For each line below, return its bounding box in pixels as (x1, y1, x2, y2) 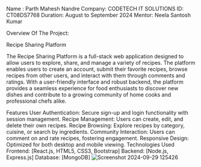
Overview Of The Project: (6, 29, 69, 37)
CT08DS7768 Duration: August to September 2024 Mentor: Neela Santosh (6, 11, 191, 19)
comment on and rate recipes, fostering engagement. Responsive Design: (6, 135, 190, 142)
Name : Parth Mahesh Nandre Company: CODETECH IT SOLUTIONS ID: (6, 5, 184, 12)
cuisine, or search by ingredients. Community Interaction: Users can (6, 129, 175, 135)
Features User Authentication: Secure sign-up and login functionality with (6, 109, 188, 116)
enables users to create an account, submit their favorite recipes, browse (6, 65, 188, 73)
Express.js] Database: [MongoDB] (6, 154, 90, 161)
